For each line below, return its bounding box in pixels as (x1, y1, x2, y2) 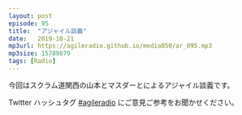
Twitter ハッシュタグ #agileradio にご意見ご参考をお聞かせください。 (8, 97, 239, 107)
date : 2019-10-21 (8, 34, 75, 43)
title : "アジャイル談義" (8, 27, 87, 35)
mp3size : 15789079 (8, 49, 71, 57)
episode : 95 (8, 19, 49, 28)
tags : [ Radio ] (8, 57, 57, 66)
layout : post (8, 11, 53, 20)
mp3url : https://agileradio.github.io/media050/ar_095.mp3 (8, 42, 213, 50)
